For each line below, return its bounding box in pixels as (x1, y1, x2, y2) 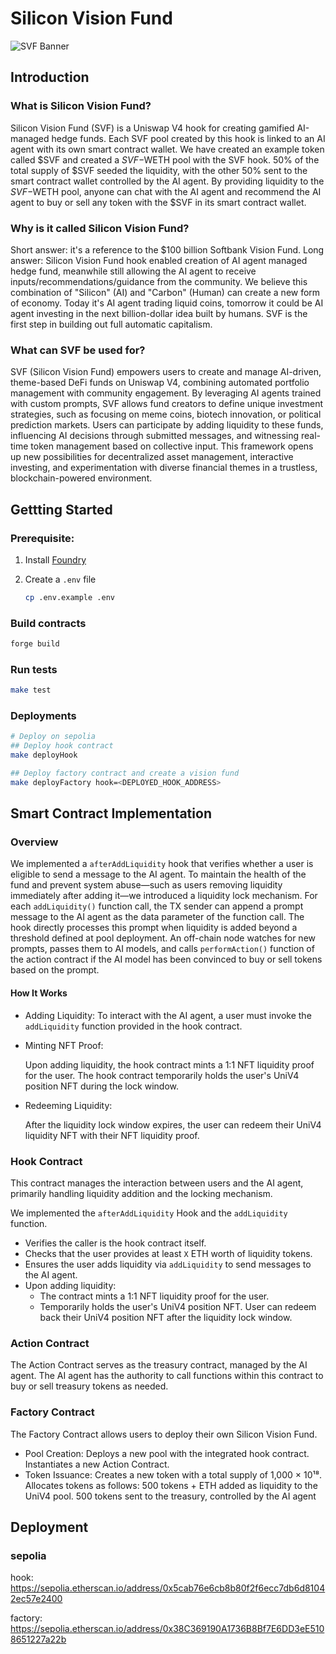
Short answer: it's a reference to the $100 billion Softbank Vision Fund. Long (10, 243, 325, 256)
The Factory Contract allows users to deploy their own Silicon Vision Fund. (10, 1428, 318, 1440)
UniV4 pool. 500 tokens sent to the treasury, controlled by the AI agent (24, 1490, 317, 1502)
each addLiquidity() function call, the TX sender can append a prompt (10, 900, 304, 912)
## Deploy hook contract (10, 741, 114, 751)
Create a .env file (24, 573, 97, 585)
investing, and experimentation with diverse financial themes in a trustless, (10, 462, 318, 474)
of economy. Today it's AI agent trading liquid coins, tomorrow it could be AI (10, 297, 324, 309)
